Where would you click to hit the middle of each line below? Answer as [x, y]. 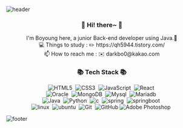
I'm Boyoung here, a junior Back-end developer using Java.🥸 [102, 38]
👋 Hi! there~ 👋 [102, 25]
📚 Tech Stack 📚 [102, 72]
